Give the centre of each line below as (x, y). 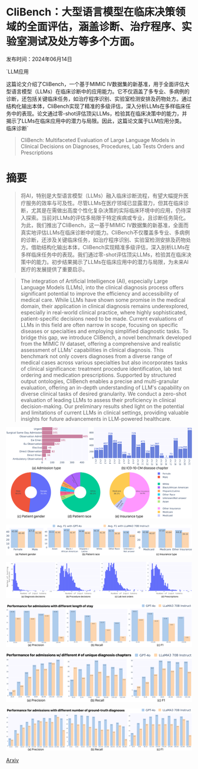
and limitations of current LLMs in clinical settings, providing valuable (105, 412)
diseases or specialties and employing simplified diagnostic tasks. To (104, 331)
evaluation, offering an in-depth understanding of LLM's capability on (105, 387)
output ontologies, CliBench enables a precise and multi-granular (100, 381)
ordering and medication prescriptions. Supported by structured (98, 375)
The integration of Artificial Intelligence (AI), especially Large (94, 281)
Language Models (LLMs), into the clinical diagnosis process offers (102, 287)
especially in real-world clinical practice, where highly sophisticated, (104, 312)
